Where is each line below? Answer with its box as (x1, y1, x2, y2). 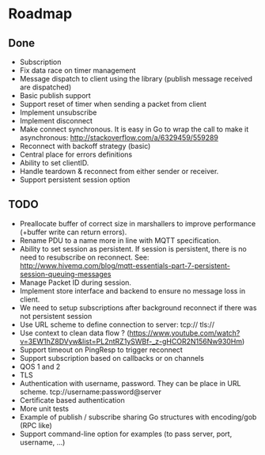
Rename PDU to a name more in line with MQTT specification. (19, 235, 221, 245)
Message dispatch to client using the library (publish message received (19, 74, 253, 83)
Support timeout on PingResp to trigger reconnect (19, 345, 184, 355)
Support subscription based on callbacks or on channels (19, 353, 204, 362)
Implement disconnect (19, 116, 93, 125)
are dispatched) (19, 82, 72, 92)
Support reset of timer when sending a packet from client (19, 100, 207, 108)
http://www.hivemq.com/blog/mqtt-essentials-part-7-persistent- (19, 260, 231, 270)
